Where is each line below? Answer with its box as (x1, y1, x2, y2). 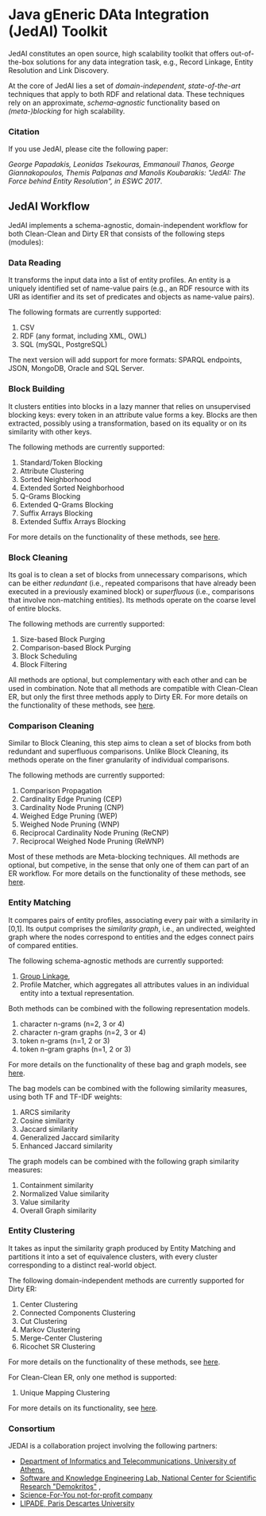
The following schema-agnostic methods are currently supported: (8, 955, 224, 966)
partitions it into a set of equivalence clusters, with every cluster (8, 1252, 218, 1261)
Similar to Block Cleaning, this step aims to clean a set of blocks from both (8, 739, 252, 748)
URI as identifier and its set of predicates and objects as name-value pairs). (8, 292, 255, 302)
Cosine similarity (19, 1116, 75, 1125)
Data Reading (8, 257, 61, 268)
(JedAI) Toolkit (8, 22, 108, 41)
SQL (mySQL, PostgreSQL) (19, 340, 108, 349)
